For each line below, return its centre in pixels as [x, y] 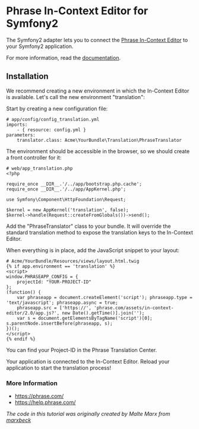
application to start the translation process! [59, 368]
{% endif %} [21, 339]
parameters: [21, 135]
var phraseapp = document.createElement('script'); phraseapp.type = [105, 297]
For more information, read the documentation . [63, 58]
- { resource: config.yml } [51, 130]
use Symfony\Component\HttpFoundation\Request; [66, 199]
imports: [17, 125]
